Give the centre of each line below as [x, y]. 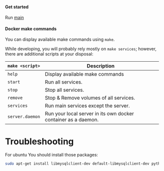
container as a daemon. [72, 120]
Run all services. [64, 82]
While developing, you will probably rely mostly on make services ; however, [81, 49]
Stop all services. [64, 90]
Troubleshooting [40, 141]
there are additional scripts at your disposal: [49, 54]
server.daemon [24, 117]
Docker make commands [31, 29]
